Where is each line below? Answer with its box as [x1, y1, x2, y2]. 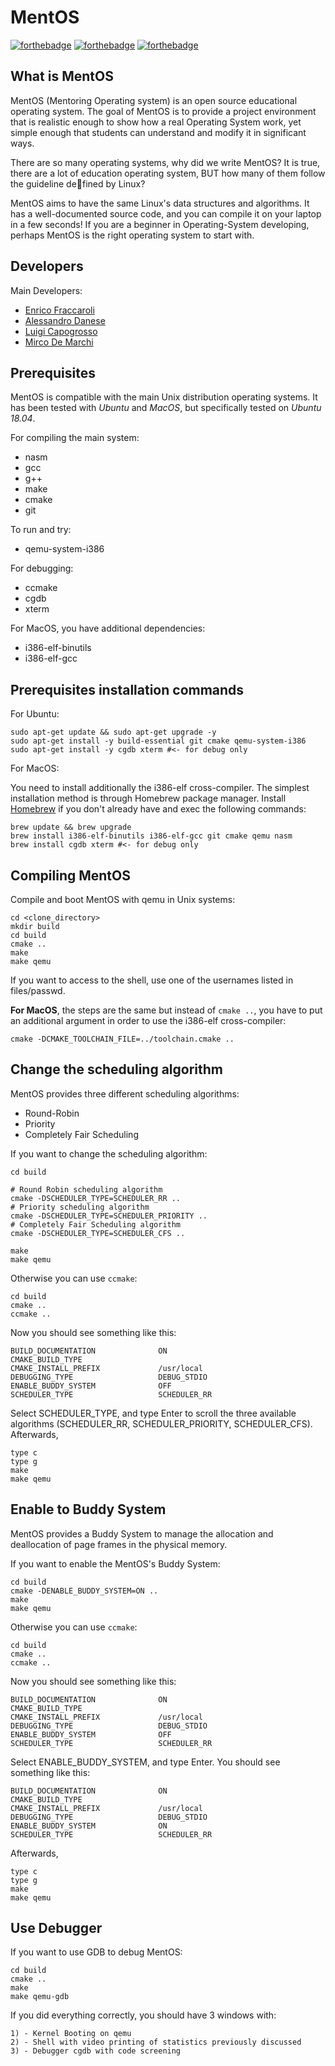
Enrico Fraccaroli [24, 304, 95, 316]
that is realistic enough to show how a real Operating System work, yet [10, 116, 302, 128]
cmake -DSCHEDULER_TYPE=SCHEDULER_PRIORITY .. [10, 1211, 208, 1221]
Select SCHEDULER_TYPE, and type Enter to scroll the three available [10, 1407, 297, 1419]
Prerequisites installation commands [10, 681, 245, 698]
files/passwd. [10, 985, 66, 996]
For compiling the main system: [10, 432, 140, 444]
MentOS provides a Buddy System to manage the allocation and [10, 1527, 274, 1540]
